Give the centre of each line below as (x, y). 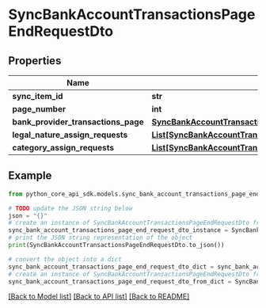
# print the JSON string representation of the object (101, 238)
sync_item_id (38, 96)
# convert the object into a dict (65, 259)
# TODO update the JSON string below (70, 208)
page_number (39, 109)
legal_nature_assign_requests (70, 135)
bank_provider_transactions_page (78, 122)
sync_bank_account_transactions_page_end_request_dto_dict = (111, 267)
